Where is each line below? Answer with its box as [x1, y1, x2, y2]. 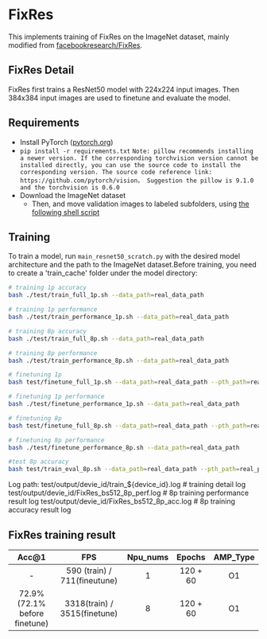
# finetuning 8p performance [8, 436, 105, 444]
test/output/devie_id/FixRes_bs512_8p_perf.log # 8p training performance [8, 488, 249, 498]
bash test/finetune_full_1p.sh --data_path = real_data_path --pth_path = [8, 378, 250, 387]
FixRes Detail [8, 64, 75, 77]
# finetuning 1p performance [8, 392, 105, 401]
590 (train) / [66, 565, 113, 576]
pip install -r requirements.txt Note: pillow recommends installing [19, 147, 254, 155]
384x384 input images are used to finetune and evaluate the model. [8, 93, 231, 103]
